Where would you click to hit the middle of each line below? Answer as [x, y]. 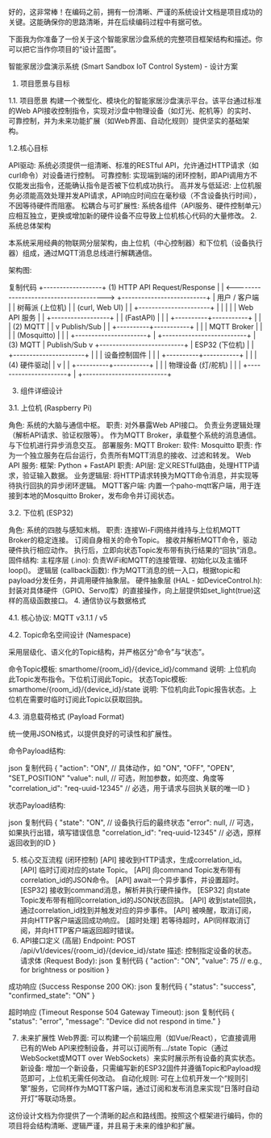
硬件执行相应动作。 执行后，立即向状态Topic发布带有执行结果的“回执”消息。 [135, 550]
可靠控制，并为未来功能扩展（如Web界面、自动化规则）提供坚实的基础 [125, 121]
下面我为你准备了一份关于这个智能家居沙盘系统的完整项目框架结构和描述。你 [135, 39]
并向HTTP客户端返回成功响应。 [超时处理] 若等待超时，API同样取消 [131, 920]
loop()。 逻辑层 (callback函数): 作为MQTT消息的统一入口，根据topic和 [124, 570]
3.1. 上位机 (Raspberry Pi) [50, 408]
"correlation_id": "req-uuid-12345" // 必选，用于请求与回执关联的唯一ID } [129, 788]
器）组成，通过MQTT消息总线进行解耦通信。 [83, 253]
